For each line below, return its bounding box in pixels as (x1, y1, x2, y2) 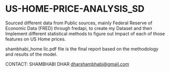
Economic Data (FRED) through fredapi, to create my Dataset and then (5, 25, 152, 31)
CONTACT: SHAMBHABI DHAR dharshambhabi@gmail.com (5, 61, 129, 67)
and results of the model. (5, 51, 58, 57)
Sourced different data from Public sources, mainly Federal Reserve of (5, 20, 153, 26)
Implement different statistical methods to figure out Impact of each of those (5, 30, 165, 37)
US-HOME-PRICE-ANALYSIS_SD (5, 3, 145, 15)
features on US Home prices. (5, 36, 66, 42)
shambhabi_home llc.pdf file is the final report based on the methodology (5, 46, 159, 52)
